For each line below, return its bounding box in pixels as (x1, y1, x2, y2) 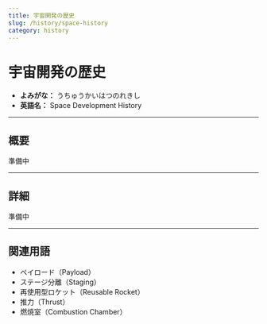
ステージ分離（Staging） (19, 277, 101, 287)
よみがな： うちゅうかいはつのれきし (19, 91, 141, 100)
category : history (8, 26, 69, 34)
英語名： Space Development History (19, 101, 142, 110)
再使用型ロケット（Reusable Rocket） (19, 287, 145, 296)
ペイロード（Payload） (19, 267, 95, 276)
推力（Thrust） (19, 297, 70, 307)
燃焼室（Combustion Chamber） (19, 307, 127, 316)
